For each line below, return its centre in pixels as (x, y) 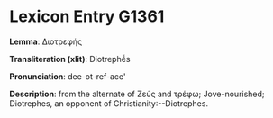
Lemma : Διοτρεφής (46, 41)
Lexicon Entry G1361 (87, 17)
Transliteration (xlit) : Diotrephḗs (70, 59)
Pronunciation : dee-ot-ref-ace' (68, 76)
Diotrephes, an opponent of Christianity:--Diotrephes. (109, 103)
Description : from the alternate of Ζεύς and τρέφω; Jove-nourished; (137, 94)
